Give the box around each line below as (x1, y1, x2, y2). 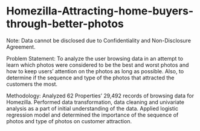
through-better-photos (6, 17, 124, 31)
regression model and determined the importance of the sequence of (6, 111, 179, 118)
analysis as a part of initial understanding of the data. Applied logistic (6, 105, 178, 112)
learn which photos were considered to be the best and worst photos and (6, 61, 189, 69)
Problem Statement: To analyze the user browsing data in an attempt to (6, 55, 183, 62)
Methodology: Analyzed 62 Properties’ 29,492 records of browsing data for (6, 92, 195, 99)
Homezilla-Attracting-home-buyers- (6, 4, 194, 18)
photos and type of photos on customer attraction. (6, 117, 132, 124)
